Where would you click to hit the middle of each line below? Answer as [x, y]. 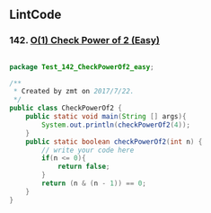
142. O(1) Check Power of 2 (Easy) [84, 40]
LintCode [35, 15]
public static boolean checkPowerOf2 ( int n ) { [114, 142]
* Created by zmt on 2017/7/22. [74, 92]
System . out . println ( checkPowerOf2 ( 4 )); [116, 125]
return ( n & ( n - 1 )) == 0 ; [94, 183]
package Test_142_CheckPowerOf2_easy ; [82, 67]
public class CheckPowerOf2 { [66, 108]
